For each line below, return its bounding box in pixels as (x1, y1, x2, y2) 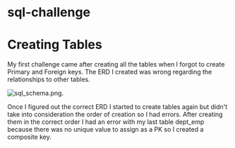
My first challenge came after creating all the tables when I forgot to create (7, 60, 225, 69)
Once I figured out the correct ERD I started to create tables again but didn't (7, 103, 228, 111)
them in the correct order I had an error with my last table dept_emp (7, 118, 205, 126)
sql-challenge (7, 4, 90, 21)
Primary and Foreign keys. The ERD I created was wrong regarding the (7, 68, 212, 76)
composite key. (7, 132, 52, 142)
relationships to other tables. (7, 75, 90, 84)
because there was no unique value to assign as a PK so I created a (7, 125, 204, 134)
